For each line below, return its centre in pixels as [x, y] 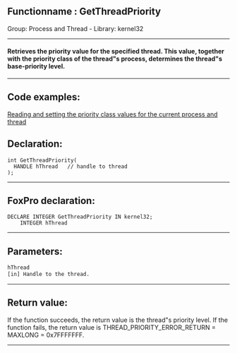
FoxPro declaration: [51, 201]
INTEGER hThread [44, 223]
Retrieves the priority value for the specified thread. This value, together [116, 52]
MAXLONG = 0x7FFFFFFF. [46, 335]
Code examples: [44, 97]
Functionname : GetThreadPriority [84, 12]
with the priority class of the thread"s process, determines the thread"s [115, 59]
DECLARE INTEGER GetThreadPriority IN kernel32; [80, 217]
